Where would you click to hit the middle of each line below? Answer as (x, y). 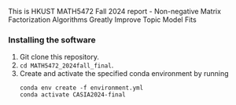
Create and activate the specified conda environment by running (124, 74)
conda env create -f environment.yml (81, 88)
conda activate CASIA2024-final (72, 95)
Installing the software (52, 40)
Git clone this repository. (59, 57)
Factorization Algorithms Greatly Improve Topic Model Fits (102, 20)
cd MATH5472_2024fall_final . (66, 65)
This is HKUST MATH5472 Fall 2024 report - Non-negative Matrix (115, 11)
